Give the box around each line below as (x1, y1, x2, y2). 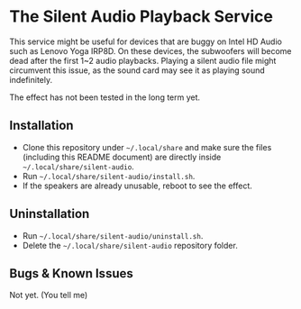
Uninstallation (9, 206, 90, 222)
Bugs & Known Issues (9, 266, 133, 281)
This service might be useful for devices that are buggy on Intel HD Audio (9, 36, 282, 47)
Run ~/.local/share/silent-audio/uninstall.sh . (22, 230, 204, 241)
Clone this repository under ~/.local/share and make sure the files (22, 141, 272, 152)
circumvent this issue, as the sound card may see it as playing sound (9, 65, 266, 76)
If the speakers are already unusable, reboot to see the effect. (22, 180, 252, 191)
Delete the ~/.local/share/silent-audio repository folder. (22, 240, 239, 250)
